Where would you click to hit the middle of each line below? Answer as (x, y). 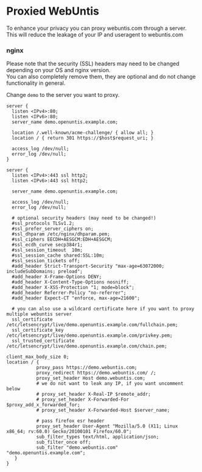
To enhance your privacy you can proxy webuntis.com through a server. (96, 28)
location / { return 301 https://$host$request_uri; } (83, 138)
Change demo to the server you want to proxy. (63, 95)
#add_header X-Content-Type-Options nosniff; (71, 282)
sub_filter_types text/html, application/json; (98, 437)
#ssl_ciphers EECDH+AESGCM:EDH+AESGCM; (62, 240)
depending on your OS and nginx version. (58, 70)
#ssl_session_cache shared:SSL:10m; (58, 256)
